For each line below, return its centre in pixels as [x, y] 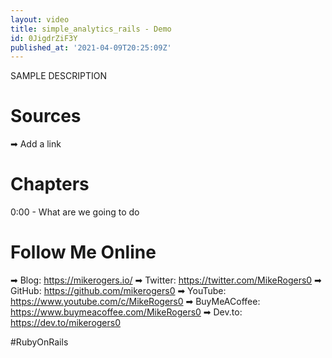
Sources [46, 116]
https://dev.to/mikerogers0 [66, 323]
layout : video [40, 19]
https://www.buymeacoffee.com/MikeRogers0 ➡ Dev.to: [126, 312]
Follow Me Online [83, 252]
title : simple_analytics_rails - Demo [91, 29]
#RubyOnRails [39, 342]
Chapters [50, 184]
